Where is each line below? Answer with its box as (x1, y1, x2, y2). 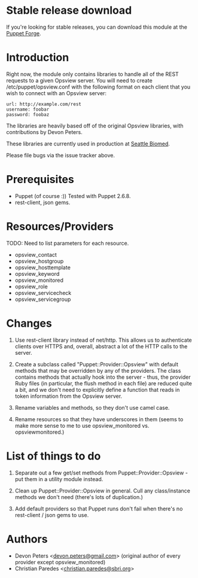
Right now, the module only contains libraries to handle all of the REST (6, 70, 179, 78)
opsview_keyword (14, 270, 60, 277)
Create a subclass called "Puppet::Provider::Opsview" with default (14, 360, 178, 368)
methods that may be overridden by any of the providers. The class (14, 367, 181, 374)
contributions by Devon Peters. (6, 128, 83, 135)
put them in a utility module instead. (14, 475, 103, 482)
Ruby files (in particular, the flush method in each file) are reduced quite (14, 379, 193, 387)
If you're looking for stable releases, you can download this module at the (6, 23, 187, 31)
